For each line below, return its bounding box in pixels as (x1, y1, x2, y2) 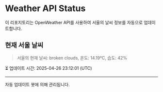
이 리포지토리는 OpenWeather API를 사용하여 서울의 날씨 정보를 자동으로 (5, 19, 143, 25)
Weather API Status (5, 3, 86, 14)
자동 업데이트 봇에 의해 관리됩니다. (5, 81, 70, 87)
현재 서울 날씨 (5, 41, 44, 49)
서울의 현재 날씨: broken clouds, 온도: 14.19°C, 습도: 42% (16, 55, 128, 61)
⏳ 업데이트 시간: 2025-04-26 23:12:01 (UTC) (5, 65, 92, 71)
